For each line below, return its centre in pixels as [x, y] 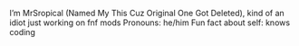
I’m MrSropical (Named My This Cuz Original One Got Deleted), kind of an [147, 13]
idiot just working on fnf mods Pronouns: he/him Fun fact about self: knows [150, 23]
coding [23, 32]
